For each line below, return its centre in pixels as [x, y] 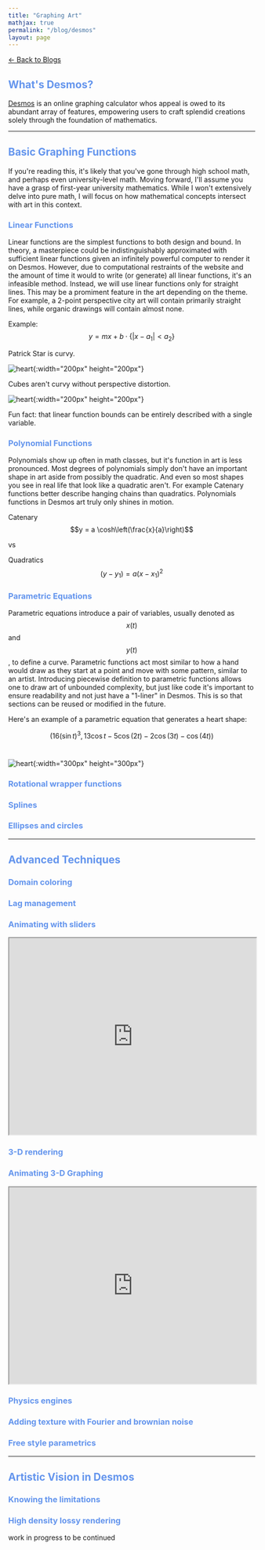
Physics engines [40, 1401]
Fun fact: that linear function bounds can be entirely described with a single [130, 414]
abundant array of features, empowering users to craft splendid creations [127, 112]
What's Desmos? [51, 85]
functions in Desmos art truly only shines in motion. [91, 502]
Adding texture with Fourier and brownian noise [101, 1422]
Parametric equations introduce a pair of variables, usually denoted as [122, 613]
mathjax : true [31, 23]
